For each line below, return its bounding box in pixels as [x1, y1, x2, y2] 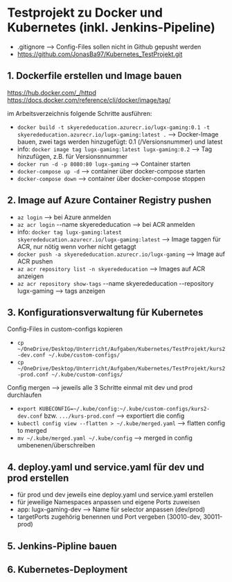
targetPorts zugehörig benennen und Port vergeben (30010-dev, [17, 513, 202, 521]
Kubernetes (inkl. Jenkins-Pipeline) [7, 19, 216, 35]
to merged [17, 427, 47, 435]
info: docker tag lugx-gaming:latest [17, 228, 123, 236]
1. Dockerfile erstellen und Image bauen [7, 70, 182, 82]
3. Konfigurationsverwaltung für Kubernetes [7, 307, 204, 318]
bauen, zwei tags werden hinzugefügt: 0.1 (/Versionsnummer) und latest [17, 137, 223, 146]
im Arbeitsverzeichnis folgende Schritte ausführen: [7, 109, 152, 117]
